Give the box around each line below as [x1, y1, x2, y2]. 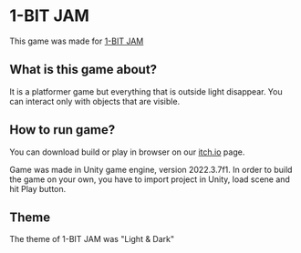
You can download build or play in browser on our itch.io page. [9, 147, 245, 157]
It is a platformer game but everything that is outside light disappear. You [9, 86, 283, 96]
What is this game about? [9, 62, 158, 77]
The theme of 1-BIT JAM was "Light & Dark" [9, 234, 175, 245]
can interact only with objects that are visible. [9, 96, 181, 106]
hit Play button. [9, 183, 67, 194]
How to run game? [9, 122, 116, 137]
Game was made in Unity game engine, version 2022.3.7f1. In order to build [9, 164, 293, 175]
